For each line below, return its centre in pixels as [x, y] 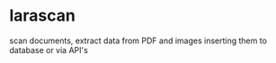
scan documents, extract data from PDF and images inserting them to [138, 40]
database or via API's [49, 49]
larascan [43, 16]
